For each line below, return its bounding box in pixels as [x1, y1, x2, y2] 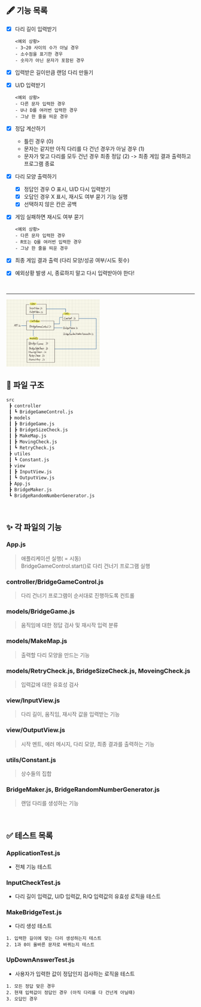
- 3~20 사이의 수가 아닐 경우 [14, 44, 79, 51]
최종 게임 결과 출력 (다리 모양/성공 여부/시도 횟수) [14, 257, 130, 264]
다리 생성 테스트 [14, 923, 52, 930]
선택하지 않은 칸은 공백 [23, 201, 77, 208]
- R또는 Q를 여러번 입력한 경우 [14, 239, 82, 245]
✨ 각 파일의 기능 [6, 522, 62, 532]
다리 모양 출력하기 [14, 173, 57, 180]
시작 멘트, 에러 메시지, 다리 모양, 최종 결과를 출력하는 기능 [20, 740, 155, 747]
